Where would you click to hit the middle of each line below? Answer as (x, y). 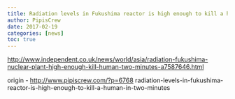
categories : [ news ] (36, 33)
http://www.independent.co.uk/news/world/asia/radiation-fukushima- (108, 59)
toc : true (22, 40)
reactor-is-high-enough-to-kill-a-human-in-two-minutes (89, 88)
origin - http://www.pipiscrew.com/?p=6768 (71, 80)
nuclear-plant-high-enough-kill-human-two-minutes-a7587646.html (106, 67)
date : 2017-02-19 (33, 26)
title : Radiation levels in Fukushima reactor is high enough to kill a (115, 14)
